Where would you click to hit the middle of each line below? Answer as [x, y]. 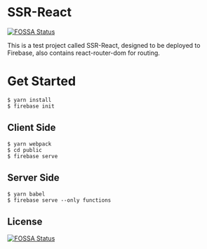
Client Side [32, 128]
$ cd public [25, 150]
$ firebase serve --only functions [59, 200]
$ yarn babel [26, 194]
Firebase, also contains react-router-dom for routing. [84, 53]
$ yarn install [29, 100]
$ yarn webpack [29, 144]
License [25, 221]
